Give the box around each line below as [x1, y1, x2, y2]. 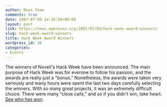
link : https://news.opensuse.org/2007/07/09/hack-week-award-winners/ [5, 26, 158, 31]
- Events [5, 50, 24, 55]
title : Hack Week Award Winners [5, 36, 74, 41]
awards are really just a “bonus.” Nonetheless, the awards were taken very [5, 75, 162, 81]
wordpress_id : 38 [5, 41, 42, 46]
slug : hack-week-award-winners [5, 31, 72, 36]
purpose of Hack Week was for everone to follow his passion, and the [5, 69, 151, 75]
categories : [5, 45, 31, 50]
